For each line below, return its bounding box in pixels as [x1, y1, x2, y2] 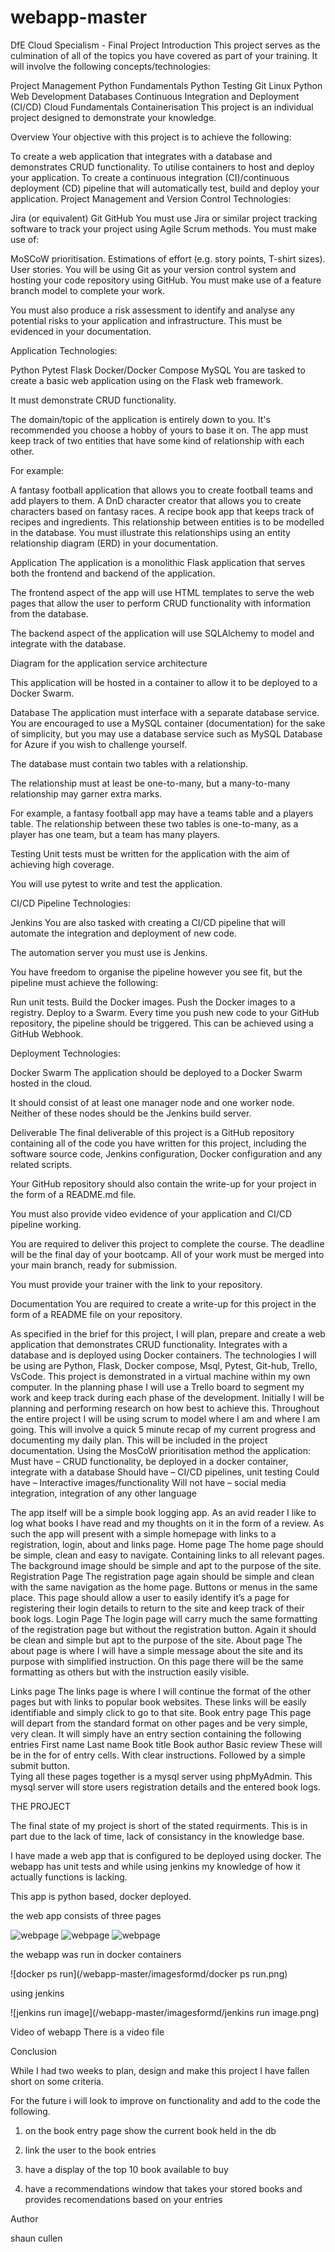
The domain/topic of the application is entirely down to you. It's [10, 413, 271, 425]
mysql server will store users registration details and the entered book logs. [10, 1781, 321, 1793]
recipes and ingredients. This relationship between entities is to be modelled [10, 516, 325, 528]
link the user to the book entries [24, 2144, 157, 2156]
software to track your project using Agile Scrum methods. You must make [10, 222, 317, 235]
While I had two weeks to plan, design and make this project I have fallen [10, 2064, 310, 2076]
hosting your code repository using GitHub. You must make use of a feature [10, 274, 322, 286]
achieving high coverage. [10, 858, 115, 870]
